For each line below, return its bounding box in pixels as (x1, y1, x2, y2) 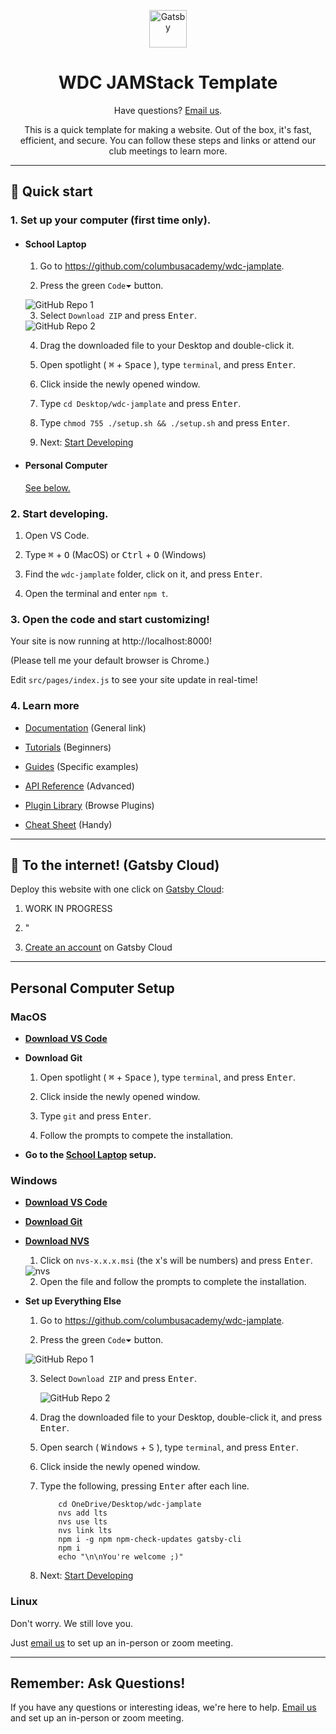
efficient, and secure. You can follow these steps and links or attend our (19, 134, 317, 146)
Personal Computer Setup (10, 980, 175, 997)
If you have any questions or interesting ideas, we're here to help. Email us (10, 1701, 317, 1714)
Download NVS (24, 1235, 90, 1247)
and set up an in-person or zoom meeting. (10, 1712, 185, 1724)
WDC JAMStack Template (58, 71, 278, 94)
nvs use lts (58, 1517, 108, 1527)
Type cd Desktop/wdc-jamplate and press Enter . (39, 398, 242, 410)
